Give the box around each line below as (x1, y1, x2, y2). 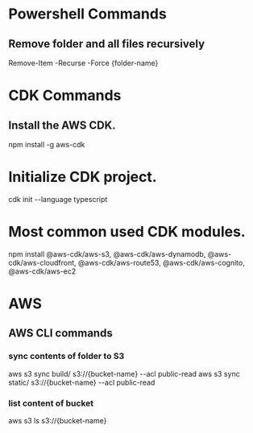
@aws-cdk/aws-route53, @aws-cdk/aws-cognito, (77, 258, 246, 267)
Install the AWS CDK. (8, 118, 116, 132)
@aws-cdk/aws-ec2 (8, 266, 77, 276)
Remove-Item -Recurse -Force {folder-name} (8, 58, 159, 68)
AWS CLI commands (8, 327, 113, 340)
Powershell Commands (8, 5, 167, 23)
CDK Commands (8, 86, 122, 105)
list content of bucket (8, 398, 94, 409)
